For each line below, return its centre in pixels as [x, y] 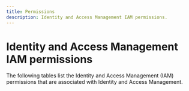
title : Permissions [31, 12]
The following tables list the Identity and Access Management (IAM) [90, 76]
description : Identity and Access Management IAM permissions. [87, 17]
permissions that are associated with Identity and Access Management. [94, 82]
